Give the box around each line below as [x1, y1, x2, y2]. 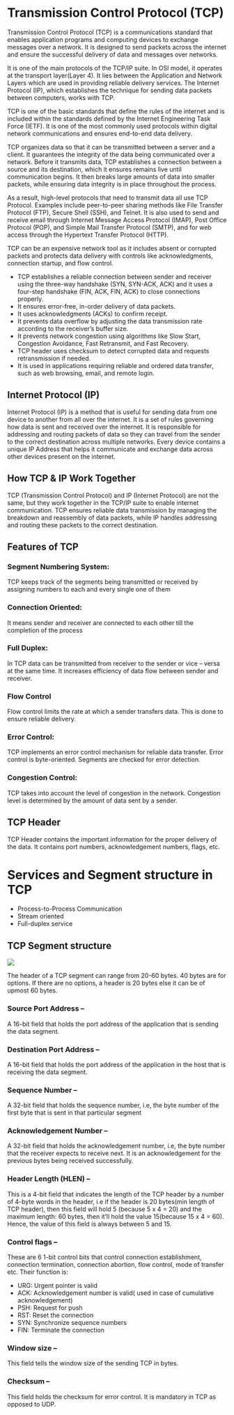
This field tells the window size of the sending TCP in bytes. [7, 1359, 179, 1368]
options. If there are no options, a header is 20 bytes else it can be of [7, 979, 205, 988]
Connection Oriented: [7, 603, 82, 613]
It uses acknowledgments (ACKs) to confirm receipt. [17, 309, 169, 318]
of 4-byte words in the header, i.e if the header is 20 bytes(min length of [7, 1197, 215, 1205]
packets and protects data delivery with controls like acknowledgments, [7, 251, 214, 260]
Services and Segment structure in [7, 867, 213, 883]
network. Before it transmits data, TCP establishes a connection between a [7, 157, 222, 166]
